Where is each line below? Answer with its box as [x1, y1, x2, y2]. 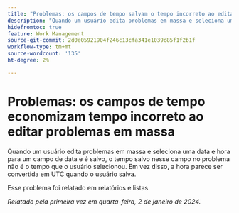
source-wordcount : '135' [7, 50, 81, 58]
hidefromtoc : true [7, 23, 62, 31]
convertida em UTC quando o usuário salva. [7, 170, 137, 178]
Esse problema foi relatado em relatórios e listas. [7, 183, 151, 192]
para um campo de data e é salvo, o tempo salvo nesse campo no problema [7, 154, 230, 163]
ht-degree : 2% [7, 57, 50, 64]
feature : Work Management [7, 30, 84, 38]
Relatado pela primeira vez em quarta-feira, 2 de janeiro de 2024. [7, 197, 201, 206]
